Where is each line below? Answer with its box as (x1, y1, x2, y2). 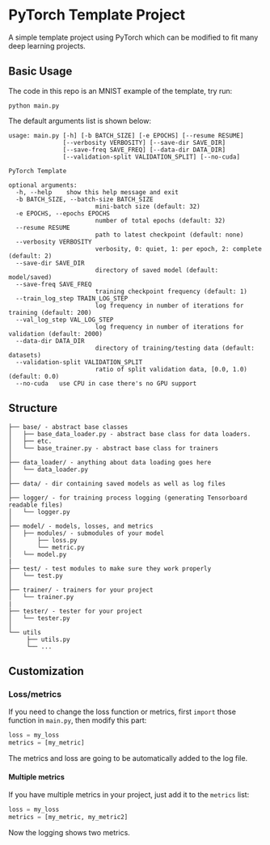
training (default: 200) (8, 308, 92, 316)
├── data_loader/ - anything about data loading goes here (8, 458, 212, 466)
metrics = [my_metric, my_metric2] (8, 813, 129, 822)
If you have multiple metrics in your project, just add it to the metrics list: (8, 790, 250, 800)
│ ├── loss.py (8, 536, 78, 544)
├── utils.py (26, 635, 70, 643)
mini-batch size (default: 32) (95, 202, 200, 210)
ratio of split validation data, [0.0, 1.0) (95, 365, 248, 373)
